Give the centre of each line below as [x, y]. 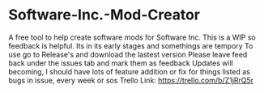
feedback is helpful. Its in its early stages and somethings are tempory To [131, 45]
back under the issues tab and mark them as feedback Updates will [121, 63]
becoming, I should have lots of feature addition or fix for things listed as [130, 71]
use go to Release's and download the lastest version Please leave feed [128, 54]
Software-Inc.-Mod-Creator [104, 15]
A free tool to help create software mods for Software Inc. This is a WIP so [132, 37]
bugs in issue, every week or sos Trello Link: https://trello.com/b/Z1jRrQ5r [131, 80]
